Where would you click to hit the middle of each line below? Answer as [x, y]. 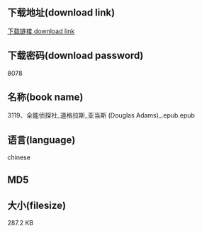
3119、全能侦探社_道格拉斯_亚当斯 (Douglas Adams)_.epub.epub [101, 115]
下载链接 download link [41, 31]
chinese [19, 157]
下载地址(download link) [61, 13]
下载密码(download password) [75, 56]
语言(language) [41, 140]
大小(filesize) [37, 206]
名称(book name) [45, 97]
